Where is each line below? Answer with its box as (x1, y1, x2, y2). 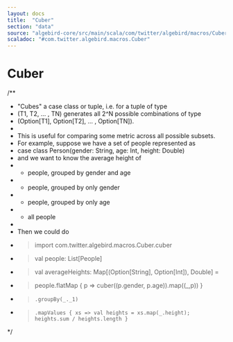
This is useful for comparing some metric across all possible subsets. (17, 132, 216, 140)
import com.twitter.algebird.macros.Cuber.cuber (34, 241, 173, 250)
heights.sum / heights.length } (34, 316, 128, 323)
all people (27, 213, 56, 221)
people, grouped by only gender (27, 183, 120, 191)
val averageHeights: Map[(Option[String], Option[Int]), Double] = (34, 268, 219, 276)
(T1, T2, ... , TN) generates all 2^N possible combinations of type (17, 110, 202, 118)
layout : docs (7, 10, 45, 17)
